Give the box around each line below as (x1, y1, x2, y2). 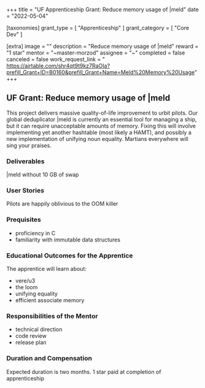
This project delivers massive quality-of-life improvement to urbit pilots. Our (6, 109, 198, 116)
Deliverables (6, 157, 45, 165)
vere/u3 (15, 277, 36, 284)
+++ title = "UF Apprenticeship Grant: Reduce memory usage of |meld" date (6, 6, 199, 13)
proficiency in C (15, 229, 56, 237)
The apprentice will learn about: (6, 265, 87, 272)
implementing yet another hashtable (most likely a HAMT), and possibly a (6, 129, 192, 136)
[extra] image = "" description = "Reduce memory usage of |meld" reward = (6, 43, 199, 50)
